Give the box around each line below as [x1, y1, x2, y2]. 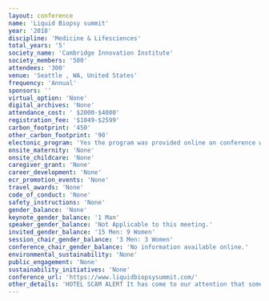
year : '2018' [8, 26, 52, 35]
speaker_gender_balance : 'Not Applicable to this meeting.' [8, 221, 214, 229]
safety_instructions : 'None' [8, 198, 106, 206]
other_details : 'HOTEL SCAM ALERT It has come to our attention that [8, 280, 246, 289]
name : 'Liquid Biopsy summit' [8, 19, 110, 27]
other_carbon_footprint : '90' [8, 131, 110, 139]
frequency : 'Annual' [8, 79, 78, 87]
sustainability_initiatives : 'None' [8, 266, 130, 274]
